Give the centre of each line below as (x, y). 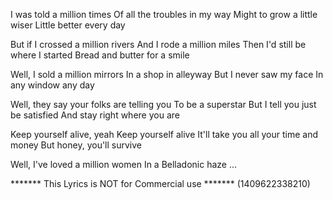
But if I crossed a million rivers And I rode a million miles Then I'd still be (158, 44)
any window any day (52, 85)
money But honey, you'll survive (76, 145)
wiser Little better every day (68, 25)
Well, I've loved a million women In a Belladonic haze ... (124, 164)
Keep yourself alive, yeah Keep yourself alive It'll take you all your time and (164, 134)
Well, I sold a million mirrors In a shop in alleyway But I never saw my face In (167, 74)
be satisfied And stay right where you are (95, 115)
